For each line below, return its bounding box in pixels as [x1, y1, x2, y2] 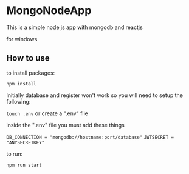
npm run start [6, 162, 43, 168]
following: [6, 98, 31, 105]
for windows [6, 35, 38, 42]
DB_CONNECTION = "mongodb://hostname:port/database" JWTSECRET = [6, 134, 174, 140]
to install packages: [6, 69, 55, 76]
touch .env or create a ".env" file [6, 110, 88, 117]
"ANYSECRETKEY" [6, 139, 45, 146]
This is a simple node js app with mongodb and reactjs [6, 24, 143, 31]
